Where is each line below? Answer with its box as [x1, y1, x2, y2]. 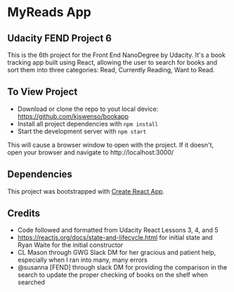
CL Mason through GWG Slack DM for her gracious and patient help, [17, 248, 216, 257]
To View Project [7, 86, 78, 98]
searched [17, 278, 46, 286]
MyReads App [7, 4, 91, 20]
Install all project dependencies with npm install [17, 119, 159, 128]
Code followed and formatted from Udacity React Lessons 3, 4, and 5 [17, 226, 219, 234]
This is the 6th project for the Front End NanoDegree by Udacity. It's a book [7, 51, 226, 59]
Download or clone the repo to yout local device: [17, 105, 159, 113]
